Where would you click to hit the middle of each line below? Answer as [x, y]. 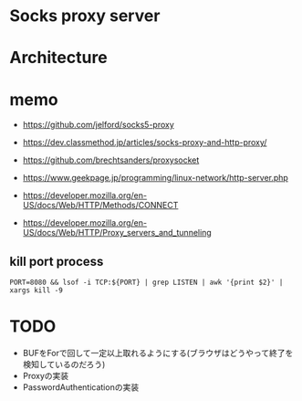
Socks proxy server [85, 16]
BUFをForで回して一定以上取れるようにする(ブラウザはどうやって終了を [158, 354]
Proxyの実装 [46, 376]
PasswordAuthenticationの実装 [81, 387]
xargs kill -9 [36, 290]
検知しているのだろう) [64, 364]
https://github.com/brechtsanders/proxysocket [111, 160]
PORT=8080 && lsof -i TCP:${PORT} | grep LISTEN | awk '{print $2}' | [146, 283]
